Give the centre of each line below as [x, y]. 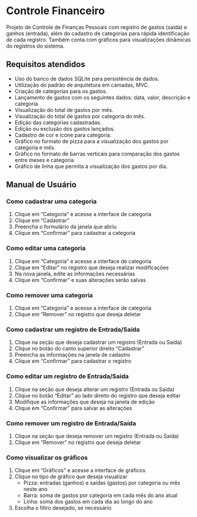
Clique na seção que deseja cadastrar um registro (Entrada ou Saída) [98, 342]
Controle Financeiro [56, 11]
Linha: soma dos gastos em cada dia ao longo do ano [88, 502]
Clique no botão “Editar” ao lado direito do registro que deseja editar [98, 395]
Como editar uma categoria [46, 248]
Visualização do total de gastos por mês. [64, 110]
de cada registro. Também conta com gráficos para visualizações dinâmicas [98, 39]
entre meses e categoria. [45, 160]
